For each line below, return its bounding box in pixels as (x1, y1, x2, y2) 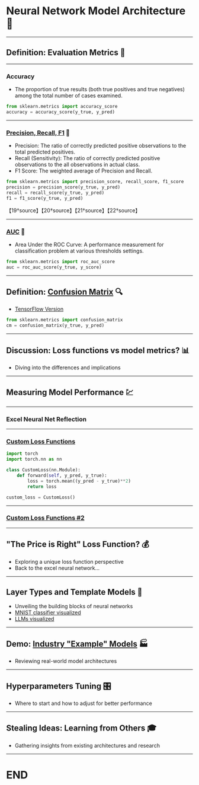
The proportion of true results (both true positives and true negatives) (14, 86, 185, 93)
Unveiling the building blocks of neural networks (14, 603, 133, 610)
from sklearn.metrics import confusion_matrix (6, 317, 123, 323)
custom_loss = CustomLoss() (6, 494, 76, 500)
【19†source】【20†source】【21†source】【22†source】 (6, 206, 141, 214)
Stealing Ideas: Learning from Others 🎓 (6, 723, 157, 733)
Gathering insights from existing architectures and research (14, 742, 160, 749)
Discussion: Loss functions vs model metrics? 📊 (6, 345, 190, 355)
